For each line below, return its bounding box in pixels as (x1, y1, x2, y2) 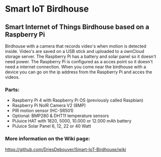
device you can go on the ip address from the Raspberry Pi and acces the (5, 69, 152, 75)
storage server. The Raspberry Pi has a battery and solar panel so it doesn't (5, 53, 156, 59)
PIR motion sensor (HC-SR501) (12, 108, 74, 114)
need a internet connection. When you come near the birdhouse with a (5, 64, 146, 70)
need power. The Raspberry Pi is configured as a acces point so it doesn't (5, 59, 153, 64)
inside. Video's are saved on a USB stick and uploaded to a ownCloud (5, 49, 145, 54)
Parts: (5, 86, 20, 93)
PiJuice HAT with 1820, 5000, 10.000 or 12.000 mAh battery (12, 118, 132, 124)
